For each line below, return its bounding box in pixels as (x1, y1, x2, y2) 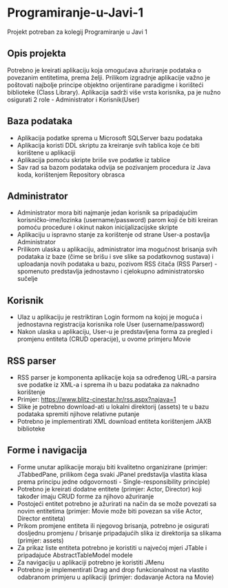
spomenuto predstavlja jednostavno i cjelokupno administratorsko (17, 267, 205, 275)
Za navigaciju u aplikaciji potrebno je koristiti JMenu (17, 558, 165, 567)
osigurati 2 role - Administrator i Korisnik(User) (7, 95, 140, 104)
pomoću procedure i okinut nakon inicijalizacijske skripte (17, 223, 178, 232)
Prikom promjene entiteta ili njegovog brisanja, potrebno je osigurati (17, 521, 209, 529)
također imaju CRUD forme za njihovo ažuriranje (17, 492, 154, 500)
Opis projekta (7, 48, 67, 59)
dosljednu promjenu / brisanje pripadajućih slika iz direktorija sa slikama (17, 529, 222, 537)
